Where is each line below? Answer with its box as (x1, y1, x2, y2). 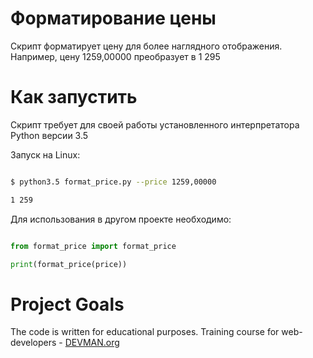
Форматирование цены (10, 7, 217, 30)
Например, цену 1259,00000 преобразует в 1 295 (10, 50, 221, 62)
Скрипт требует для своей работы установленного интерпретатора (10, 118, 300, 131)
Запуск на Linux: (10, 148, 81, 161)
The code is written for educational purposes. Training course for (10, 326, 280, 338)
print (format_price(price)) (10, 259, 128, 269)
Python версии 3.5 (10, 129, 89, 141)
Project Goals (10, 293, 125, 316)
